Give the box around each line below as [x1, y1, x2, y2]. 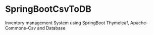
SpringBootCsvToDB [5, 3, 92, 15]
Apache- [130, 20, 149, 26]
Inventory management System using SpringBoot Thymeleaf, [5, 20, 130, 26]
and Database [37, 25, 66, 31]
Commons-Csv [5, 25, 36, 31]
